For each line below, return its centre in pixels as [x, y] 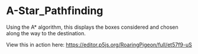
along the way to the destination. [46, 33]
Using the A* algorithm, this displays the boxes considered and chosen [92, 27]
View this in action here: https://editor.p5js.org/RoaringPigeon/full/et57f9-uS [99, 45]
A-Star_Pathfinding [55, 11]
